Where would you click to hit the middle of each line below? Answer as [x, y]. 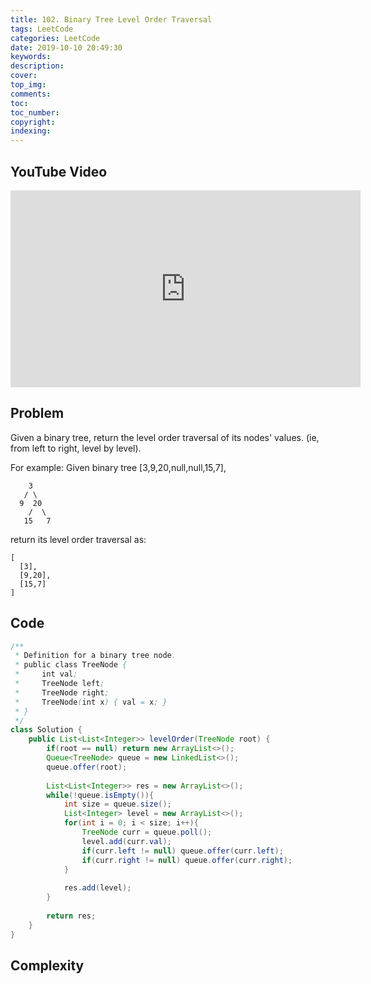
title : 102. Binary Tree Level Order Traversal [111, 19]
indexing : [31, 131]
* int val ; [46, 674]
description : [37, 66]
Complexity [47, 965]
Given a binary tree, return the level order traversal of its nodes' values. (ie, [165, 437]
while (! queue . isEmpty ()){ [100, 795]
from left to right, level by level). [76, 448]
